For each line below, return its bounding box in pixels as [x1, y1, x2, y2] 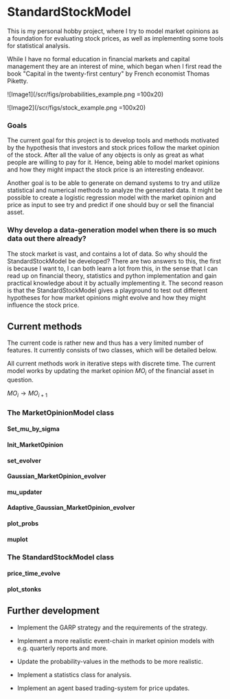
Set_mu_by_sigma [7, 424, 60, 433]
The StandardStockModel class [7, 552, 115, 561]
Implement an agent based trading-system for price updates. [16, 684, 190, 692]
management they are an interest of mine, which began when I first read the [7, 62, 222, 70]
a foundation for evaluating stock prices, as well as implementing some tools [7, 34, 224, 42]
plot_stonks [7, 585, 42, 593]
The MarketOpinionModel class [7, 407, 115, 417]
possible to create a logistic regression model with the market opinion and [7, 193, 216, 202]
